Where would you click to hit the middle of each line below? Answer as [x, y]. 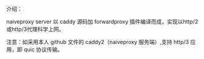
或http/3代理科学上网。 [35, 29]
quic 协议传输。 [43, 49]
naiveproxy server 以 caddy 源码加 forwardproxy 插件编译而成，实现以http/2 [102, 22]
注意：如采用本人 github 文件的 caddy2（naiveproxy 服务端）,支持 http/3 [98, 42]
